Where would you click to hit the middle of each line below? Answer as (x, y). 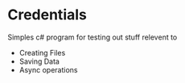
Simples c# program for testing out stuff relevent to (92, 37)
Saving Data (39, 61)
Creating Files (42, 52)
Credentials (47, 15)
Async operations (48, 69)
